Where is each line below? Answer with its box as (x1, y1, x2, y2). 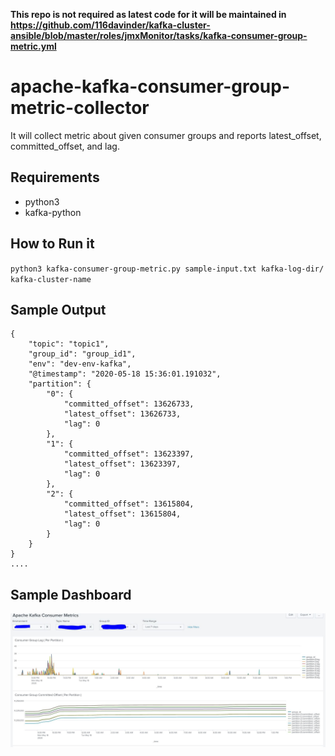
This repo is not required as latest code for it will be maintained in (10, 9, 287, 20)
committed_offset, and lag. (10, 140, 120, 152)
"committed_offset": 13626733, (63, 399, 195, 409)
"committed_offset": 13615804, (63, 499, 195, 509)
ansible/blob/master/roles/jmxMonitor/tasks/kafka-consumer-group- (10, 30, 308, 41)
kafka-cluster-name (10, 274, 92, 284)
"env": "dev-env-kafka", (28, 359, 132, 369)
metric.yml (10, 40, 57, 52)
